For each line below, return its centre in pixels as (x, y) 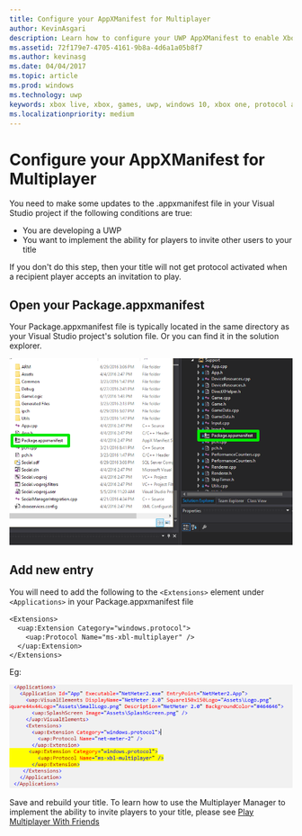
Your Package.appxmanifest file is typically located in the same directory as (150, 327)
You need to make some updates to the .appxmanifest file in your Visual (142, 203)
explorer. (26, 346)
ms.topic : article (44, 76)
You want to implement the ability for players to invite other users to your (157, 240)
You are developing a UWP (72, 230)
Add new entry (52, 570)
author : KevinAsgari (48, 28)
